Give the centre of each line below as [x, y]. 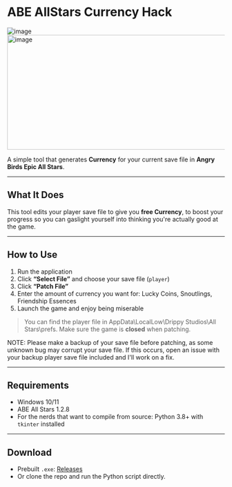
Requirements [38, 385]
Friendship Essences [47, 301]
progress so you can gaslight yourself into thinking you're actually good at [113, 219]
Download [29, 452]
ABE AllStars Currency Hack [90, 12]
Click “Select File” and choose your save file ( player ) [94, 278]
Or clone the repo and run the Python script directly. [91, 477]
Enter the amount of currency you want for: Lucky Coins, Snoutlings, [115, 293]
